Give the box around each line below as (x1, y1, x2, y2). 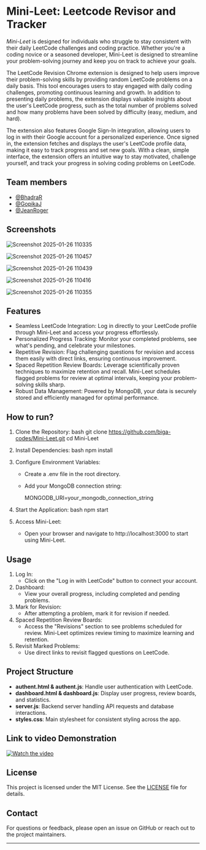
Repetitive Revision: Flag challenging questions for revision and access (15, 348, 195, 356)
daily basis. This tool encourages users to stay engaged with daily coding (6, 82, 192, 90)
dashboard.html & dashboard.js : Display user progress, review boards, (15, 689, 197, 696)
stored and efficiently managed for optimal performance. (15, 394, 159, 402)
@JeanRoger (15, 206, 48, 214)
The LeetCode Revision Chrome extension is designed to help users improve (6, 69, 200, 76)
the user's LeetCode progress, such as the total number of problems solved (6, 101, 198, 109)
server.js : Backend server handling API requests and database (15, 702, 174, 710)
